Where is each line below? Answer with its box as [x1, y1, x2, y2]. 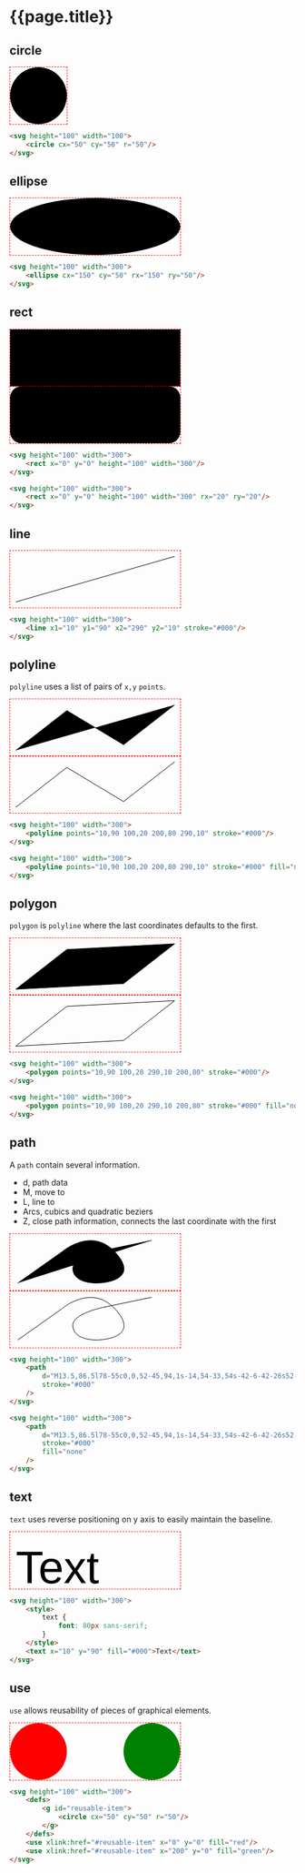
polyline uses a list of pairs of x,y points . [9, 681, 166, 693]
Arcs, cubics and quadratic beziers [22, 1206, 153, 1217]
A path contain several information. [9, 1159, 141, 1170]
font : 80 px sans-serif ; [57, 1622, 148, 1631]
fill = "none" [42, 1447, 88, 1457]
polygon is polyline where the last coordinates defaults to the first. [9, 920, 259, 931]
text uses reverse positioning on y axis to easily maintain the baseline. [9, 1514, 273, 1524]
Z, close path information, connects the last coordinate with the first [22, 1215, 277, 1226]
